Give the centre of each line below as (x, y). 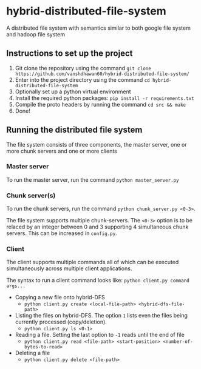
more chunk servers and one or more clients (62, 151)
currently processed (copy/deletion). (61, 322)
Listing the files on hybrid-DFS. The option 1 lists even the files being (101, 316)
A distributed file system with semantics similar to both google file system (99, 28)
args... (16, 286)
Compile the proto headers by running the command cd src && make (101, 104)
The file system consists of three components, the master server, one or (97, 144)
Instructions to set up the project (70, 54)
